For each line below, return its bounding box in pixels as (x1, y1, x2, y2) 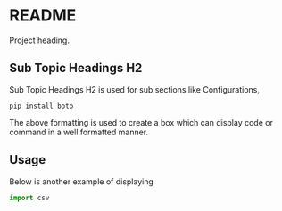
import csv (9, 193, 50, 202)
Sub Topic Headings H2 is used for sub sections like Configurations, (9, 84, 261, 94)
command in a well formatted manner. (9, 126, 149, 137)
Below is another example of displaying (9, 175, 154, 187)
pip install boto (9, 101, 74, 110)
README (9, 5, 77, 26)
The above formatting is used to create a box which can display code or (9, 117, 274, 127)
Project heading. (9, 35, 70, 45)
